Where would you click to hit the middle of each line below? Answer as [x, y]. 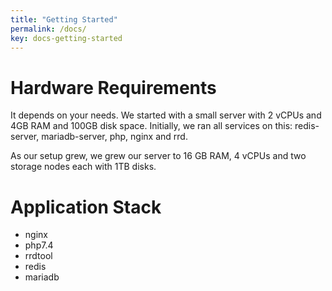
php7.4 [39, 245]
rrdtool [38, 256]
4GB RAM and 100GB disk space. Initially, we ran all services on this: [151, 126]
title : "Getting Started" [64, 19]
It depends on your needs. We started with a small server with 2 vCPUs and [166, 115]
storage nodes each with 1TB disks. [83, 167]
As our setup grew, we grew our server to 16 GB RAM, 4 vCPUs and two [158, 156]
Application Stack [86, 207]
